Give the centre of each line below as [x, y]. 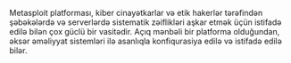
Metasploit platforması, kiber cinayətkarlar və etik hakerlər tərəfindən [136, 13]
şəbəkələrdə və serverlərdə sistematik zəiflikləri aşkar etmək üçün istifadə [145, 22]
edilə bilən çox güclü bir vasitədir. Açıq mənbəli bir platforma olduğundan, [145, 31]
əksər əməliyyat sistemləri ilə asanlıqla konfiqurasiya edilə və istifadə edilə [146, 41]
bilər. [18, 51]
